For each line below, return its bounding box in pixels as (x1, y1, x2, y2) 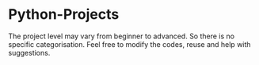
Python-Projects (8, 5, 120, 23)
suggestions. (8, 48, 51, 57)
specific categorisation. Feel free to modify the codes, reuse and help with (8, 39, 251, 49)
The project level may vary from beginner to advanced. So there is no (8, 31, 235, 41)
